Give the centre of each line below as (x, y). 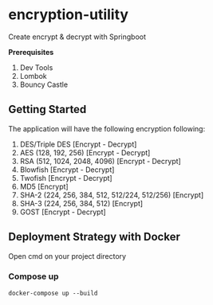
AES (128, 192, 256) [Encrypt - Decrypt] (85, 152)
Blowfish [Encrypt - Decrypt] (67, 170)
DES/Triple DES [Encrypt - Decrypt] (78, 144)
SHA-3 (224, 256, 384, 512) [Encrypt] (81, 203)
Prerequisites (31, 52)
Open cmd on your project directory (67, 256)
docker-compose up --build (53, 293)
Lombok (34, 76)
